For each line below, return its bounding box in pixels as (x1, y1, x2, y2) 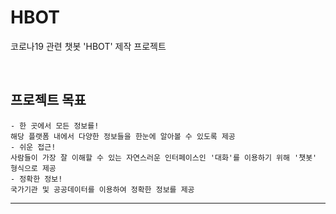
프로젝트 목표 (10, 92, 87, 109)
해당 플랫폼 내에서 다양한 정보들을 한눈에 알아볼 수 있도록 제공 (10, 131, 236, 141)
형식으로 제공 (10, 163, 57, 173)
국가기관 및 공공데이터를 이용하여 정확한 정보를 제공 (10, 184, 195, 195)
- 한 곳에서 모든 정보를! (10, 121, 100, 131)
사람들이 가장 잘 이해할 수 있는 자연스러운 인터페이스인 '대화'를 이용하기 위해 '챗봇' (10, 152, 318, 163)
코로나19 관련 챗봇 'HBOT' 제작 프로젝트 (10, 40, 167, 52)
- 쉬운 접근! (10, 142, 57, 152)
